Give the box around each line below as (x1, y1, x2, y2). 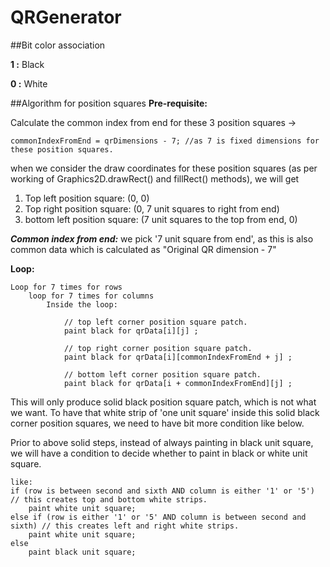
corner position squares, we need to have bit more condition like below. (10, 417, 305, 429)
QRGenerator (10, 6, 122, 29)
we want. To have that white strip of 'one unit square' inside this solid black (10, 406, 320, 418)
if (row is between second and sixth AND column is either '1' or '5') (10, 486, 315, 496)
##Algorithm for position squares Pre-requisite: (10, 97, 208, 109)
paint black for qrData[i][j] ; (63, 326, 199, 336)
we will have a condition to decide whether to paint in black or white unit (10, 447, 308, 459)
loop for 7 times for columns (28, 291, 155, 301)
